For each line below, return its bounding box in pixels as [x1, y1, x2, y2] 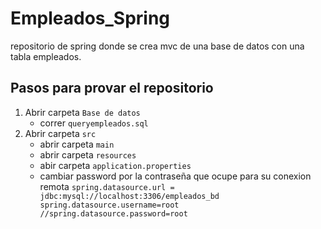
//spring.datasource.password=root [39, 208, 188, 219]
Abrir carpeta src [24, 127, 97, 139]
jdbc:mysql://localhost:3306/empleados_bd [39, 191, 220, 201]
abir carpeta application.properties [39, 159, 192, 171]
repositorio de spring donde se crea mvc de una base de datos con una [10, 40, 305, 52]
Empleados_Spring [10, 7, 171, 30]
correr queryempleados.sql [39, 117, 149, 129]
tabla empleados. [10, 50, 82, 62]
